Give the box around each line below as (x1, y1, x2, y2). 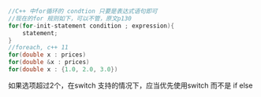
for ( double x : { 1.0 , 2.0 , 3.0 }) (8, 66, 118, 74)
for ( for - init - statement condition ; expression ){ (8, 22, 175, 30)
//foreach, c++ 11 (8, 44, 69, 52)
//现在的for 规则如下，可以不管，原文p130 (8, 14, 132, 23)
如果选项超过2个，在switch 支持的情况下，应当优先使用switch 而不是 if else (8, 81, 253, 90)
